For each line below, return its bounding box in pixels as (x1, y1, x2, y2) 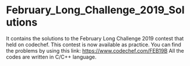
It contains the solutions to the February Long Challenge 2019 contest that (6, 35, 184, 42)
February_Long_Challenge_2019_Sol (6, 3, 185, 17)
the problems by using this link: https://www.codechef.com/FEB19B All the (6, 47, 185, 54)
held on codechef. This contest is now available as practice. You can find (6, 41, 182, 48)
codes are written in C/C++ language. (6, 53, 97, 60)
